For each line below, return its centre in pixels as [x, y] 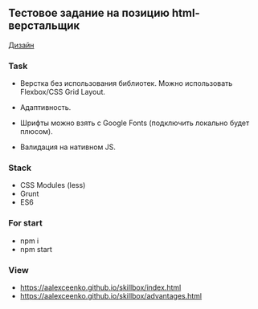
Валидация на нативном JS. [68, 147]
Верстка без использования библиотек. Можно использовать [126, 83]
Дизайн [21, 45]
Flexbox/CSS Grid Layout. [63, 92]
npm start [36, 249]
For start [25, 223]
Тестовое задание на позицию [89, 13]
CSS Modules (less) [53, 185]
